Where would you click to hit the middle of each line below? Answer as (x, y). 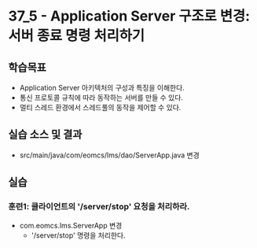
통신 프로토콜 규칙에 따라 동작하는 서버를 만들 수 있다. (101, 98)
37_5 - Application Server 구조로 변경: (129, 16)
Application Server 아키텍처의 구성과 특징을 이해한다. (102, 88)
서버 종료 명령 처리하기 (77, 36)
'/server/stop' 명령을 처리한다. (78, 235)
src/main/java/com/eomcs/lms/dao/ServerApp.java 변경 (110, 155)
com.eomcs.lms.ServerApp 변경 (71, 225)
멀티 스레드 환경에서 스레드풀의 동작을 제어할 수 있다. (100, 107)
